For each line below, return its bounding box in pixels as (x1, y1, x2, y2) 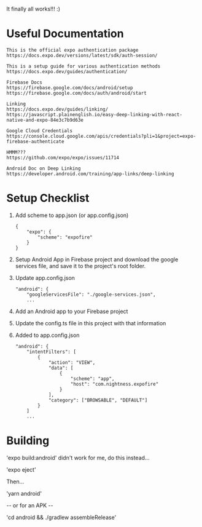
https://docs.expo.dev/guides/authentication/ (6, 68, 128, 74)
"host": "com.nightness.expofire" (70, 381, 159, 387)
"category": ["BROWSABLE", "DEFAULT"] (48, 397, 148, 403)
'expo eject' (6, 466, 36, 473)
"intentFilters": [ (26, 349, 77, 355)
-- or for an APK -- (6, 501, 53, 509)
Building (6, 434, 50, 448)
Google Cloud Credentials (6, 127, 72, 134)
